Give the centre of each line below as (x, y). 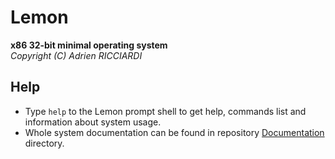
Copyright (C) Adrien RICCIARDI (76, 55)
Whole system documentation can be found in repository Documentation (174, 132)
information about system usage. (93, 122)
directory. (44, 143)
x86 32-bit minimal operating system (89, 45)
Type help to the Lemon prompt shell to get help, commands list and (165, 111)
